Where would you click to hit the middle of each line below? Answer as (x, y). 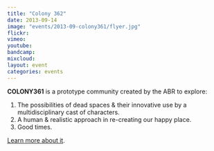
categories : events (35, 71)
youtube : (20, 46)
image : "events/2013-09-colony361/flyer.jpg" (74, 26)
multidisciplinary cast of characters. (68, 112)
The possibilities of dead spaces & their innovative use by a (102, 105)
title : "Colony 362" (37, 14)
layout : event (28, 65)
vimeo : (17, 39)
